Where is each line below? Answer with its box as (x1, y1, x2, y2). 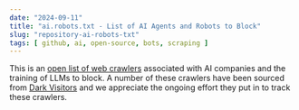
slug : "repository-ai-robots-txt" (9, 30, 140, 39)
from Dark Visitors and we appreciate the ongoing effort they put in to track (9, 82, 291, 93)
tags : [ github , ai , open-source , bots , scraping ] (9, 38, 208, 48)
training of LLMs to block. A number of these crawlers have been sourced (9, 73, 285, 84)
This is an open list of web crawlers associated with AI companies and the (9, 63, 286, 74)
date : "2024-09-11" (9, 13, 83, 23)
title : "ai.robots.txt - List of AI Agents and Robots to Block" (9, 22, 261, 31)
